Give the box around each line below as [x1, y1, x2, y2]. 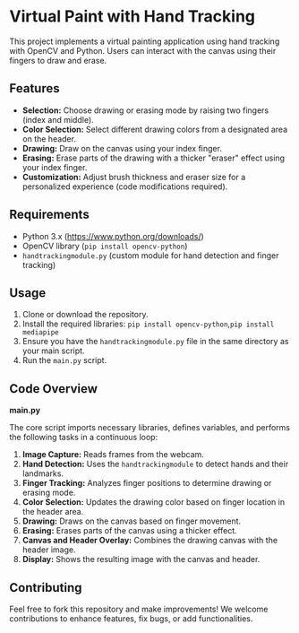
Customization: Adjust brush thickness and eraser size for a [21, 171, 246, 182]
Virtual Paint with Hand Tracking [9, 6, 256, 27]
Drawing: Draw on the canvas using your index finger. [21, 143, 222, 153]
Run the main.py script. [21, 355, 107, 366]
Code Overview [9, 381, 98, 396]
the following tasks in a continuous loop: [9, 432, 158, 443]
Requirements [9, 207, 90, 222]
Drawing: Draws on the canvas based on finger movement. [21, 516, 242, 526]
